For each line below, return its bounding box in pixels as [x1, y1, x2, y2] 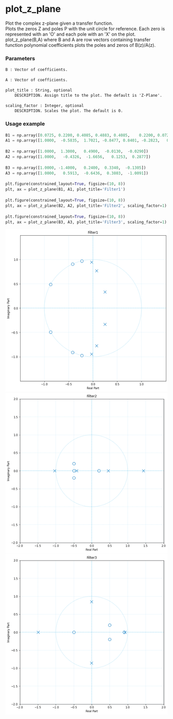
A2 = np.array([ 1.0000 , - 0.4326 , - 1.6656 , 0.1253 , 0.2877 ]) [5, 154, 151, 160]
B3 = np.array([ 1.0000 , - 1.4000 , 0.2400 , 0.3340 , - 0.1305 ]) [5, 165, 146, 170]
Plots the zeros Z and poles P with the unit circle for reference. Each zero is [5, 25, 165, 31]
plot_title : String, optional [5, 88, 73, 93]
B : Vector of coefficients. [5, 67, 68, 73]
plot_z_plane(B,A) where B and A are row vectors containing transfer [5, 37, 151, 43]
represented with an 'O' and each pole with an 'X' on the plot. [5, 31, 136, 37]
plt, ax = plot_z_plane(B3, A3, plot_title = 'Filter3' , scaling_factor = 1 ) [5, 219, 167, 224]
